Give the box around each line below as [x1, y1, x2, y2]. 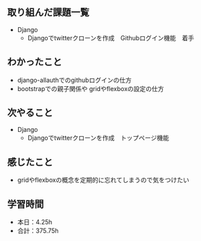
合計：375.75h [17, 226, 59, 235]
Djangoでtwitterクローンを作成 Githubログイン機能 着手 [27, 33, 195, 42]
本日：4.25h [17, 218, 53, 226]
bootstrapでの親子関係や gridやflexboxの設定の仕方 [17, 84, 164, 92]
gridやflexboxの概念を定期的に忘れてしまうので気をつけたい [17, 176, 189, 184]
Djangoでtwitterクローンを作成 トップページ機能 [27, 134, 170, 142]
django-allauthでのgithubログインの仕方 [17, 76, 132, 84]
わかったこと [7, 56, 62, 68]
